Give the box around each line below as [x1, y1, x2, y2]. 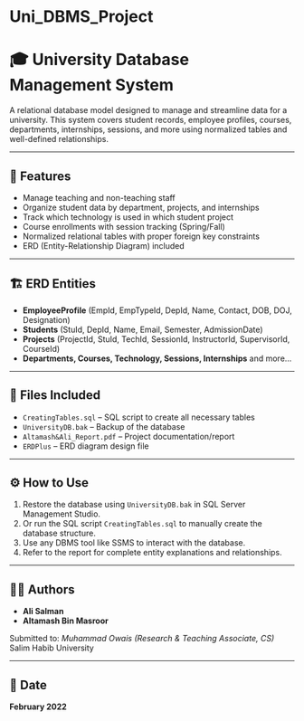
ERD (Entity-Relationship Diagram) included [22, 240, 185, 251]
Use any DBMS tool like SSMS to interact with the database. [22, 537, 246, 548]
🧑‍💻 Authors [9, 582, 75, 597]
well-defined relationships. [9, 134, 109, 145]
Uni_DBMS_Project [9, 6, 154, 27]
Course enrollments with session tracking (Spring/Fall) [22, 221, 226, 232]
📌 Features [9, 168, 71, 184]
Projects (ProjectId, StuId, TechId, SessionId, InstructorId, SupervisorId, [22, 333, 290, 345]
